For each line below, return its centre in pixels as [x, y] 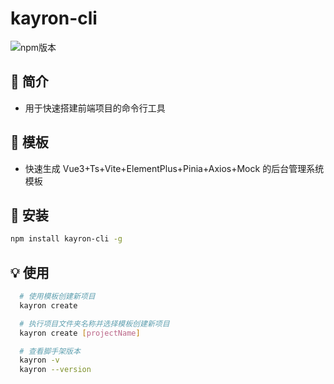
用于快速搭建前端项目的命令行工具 [95, 108]
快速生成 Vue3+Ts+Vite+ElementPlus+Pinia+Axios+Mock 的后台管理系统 [174, 168]
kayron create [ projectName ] [80, 333]
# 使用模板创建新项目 [57, 297]
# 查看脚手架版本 [50, 351]
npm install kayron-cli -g [66, 239]
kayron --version [55, 370]
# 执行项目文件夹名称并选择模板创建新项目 [94, 323]
